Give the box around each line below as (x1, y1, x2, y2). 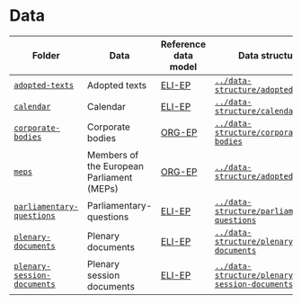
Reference (160, 38, 207, 50)
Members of (86, 148, 139, 161)
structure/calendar (214, 105, 298, 116)
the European (86, 159, 145, 172)
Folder (31, 49, 60, 61)
